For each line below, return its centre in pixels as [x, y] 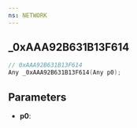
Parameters [37, 97]
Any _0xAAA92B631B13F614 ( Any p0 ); [65, 73]
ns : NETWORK [28, 15]
